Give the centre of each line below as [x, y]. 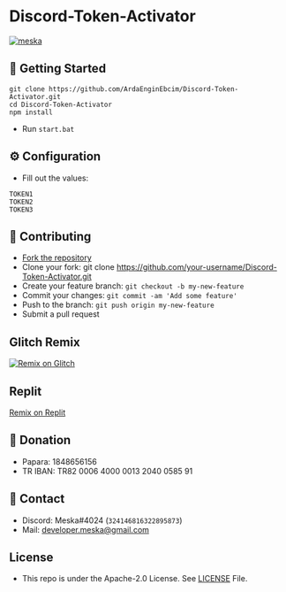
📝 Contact [37, 499]
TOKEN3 [21, 210]
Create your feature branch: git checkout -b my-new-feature [133, 286]
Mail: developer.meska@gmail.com [86, 529]
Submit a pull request [60, 314]
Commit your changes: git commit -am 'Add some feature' [130, 296]
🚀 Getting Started [58, 69]
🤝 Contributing [50, 236]
